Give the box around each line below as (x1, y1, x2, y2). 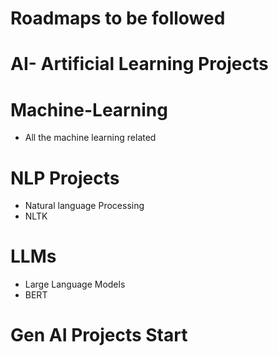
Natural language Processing (24, 200, 145, 212)
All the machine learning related (24, 132, 157, 144)
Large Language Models (24, 278, 126, 291)
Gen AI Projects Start (10, 324, 188, 347)
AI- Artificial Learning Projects (10, 53, 269, 76)
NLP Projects (10, 167, 120, 189)
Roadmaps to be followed (10, 7, 226, 30)
